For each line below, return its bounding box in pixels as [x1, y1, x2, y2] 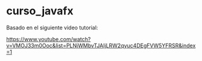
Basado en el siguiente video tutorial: [6, 24, 98, 31]
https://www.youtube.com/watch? [6, 35, 91, 42]
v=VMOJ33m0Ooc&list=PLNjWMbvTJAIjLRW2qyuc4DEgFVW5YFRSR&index [6, 42, 196, 49]
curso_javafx [6, 4, 74, 18]
